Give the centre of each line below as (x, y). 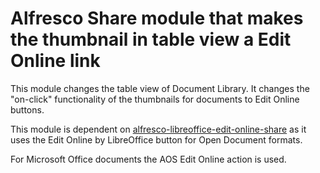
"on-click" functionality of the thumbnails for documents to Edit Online (155, 99)
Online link (55, 61)
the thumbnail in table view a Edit (151, 39)
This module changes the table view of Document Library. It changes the (160, 88)
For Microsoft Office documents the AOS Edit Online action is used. (148, 159)
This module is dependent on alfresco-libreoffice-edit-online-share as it (158, 129)
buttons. (27, 109)
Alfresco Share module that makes (157, 18)
